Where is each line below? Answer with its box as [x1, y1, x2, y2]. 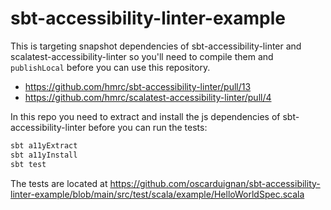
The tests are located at [10, 177, 108, 189]
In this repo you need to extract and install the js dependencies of [10, 110, 281, 122]
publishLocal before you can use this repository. [10, 61, 211, 73]
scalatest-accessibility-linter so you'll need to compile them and [10, 50, 274, 62]
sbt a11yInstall [10, 150, 78, 160]
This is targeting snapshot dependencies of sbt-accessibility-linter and [10, 40, 302, 52]
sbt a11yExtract [10, 140, 78, 151]
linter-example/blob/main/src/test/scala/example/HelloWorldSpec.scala [10, 188, 305, 200]
